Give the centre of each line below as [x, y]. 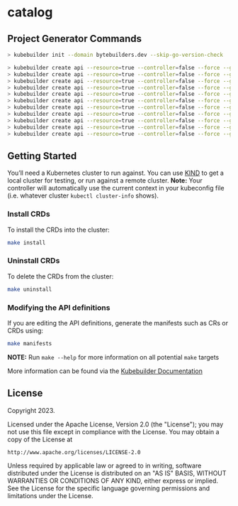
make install [27, 242]
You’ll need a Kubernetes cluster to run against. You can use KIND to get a [116, 173]
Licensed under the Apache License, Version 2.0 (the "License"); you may [115, 424]
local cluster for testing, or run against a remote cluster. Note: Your [105, 181]
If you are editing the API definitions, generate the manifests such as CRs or [118, 323]
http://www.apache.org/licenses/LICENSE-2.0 [74, 452]
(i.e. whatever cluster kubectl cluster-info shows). [83, 195]
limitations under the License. [50, 495]
